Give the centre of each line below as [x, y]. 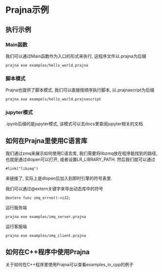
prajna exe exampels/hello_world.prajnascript [53, 99]
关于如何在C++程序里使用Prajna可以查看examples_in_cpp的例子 [70, 265]
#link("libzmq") [22, 169]
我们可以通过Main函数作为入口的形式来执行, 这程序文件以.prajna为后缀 [76, 56]
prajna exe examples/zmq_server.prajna [46, 217]
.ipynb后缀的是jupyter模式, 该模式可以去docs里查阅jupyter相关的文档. [75, 124]
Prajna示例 [27, 10]
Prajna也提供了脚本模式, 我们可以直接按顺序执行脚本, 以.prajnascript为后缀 [80, 90]
